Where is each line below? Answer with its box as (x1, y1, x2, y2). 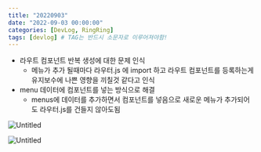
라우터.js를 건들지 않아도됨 (39, 105, 121, 114)
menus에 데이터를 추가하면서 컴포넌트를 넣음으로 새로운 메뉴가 (31, 95, 223, 104)
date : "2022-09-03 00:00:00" (8, 19, 103, 27)
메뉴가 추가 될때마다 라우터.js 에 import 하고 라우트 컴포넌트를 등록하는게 (31, 66, 255, 75)
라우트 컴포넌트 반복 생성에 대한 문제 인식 (19, 56, 146, 65)
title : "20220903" (8, 11, 68, 20)
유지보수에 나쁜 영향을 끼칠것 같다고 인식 (31, 75, 155, 85)
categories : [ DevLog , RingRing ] (8, 26, 114, 34)
